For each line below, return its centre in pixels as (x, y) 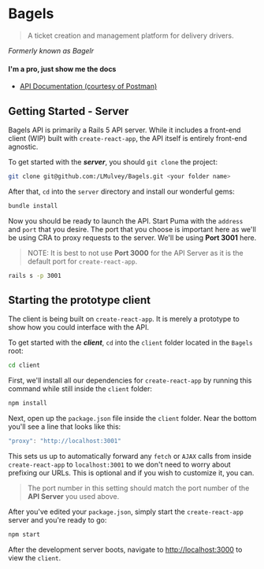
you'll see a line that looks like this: (65, 427)
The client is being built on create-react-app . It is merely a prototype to (124, 319)
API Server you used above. (73, 497)
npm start (24, 535)
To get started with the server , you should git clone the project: (113, 161)
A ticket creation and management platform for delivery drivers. (130, 35)
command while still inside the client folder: (80, 389)
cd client (24, 366)
